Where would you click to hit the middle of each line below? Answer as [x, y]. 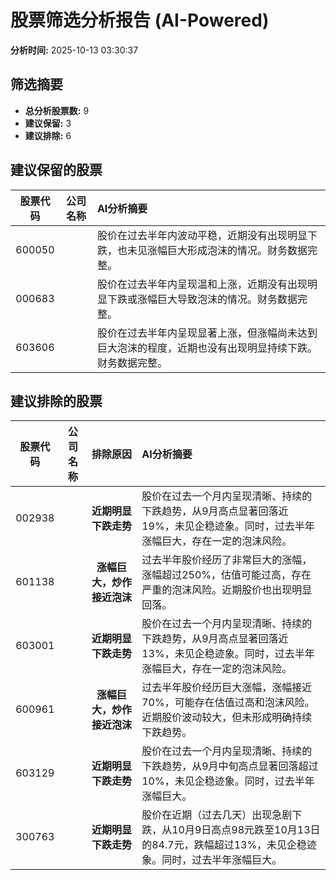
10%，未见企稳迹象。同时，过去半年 [228, 781]
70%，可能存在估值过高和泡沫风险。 [228, 703]
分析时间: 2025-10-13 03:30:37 [74, 50]
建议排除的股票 [56, 401]
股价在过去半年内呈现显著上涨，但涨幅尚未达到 [207, 333]
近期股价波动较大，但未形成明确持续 [227, 718]
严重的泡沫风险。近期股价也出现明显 [227, 590]
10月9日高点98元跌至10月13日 [246, 830]
